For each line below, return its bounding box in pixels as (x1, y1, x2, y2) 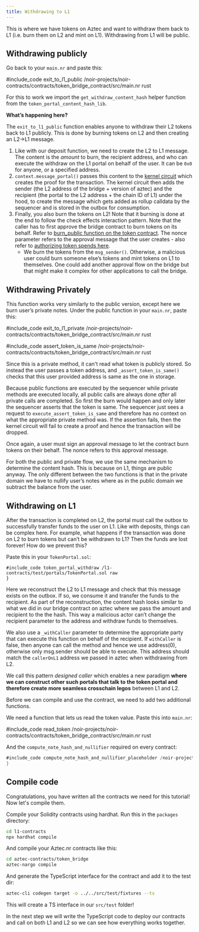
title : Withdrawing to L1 (6, 8, 70, 15)
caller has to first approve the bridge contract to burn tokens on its (14, 223, 178, 230)
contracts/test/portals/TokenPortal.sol (6, 570, 108, 576)
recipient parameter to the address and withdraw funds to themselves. (6, 617, 178, 625)
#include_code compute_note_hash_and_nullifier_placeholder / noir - (6, 755, 176, 761)
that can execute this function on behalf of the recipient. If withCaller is (6, 635, 182, 643)
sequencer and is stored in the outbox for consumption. (14, 204, 151, 211)
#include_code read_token (6, 725, 71, 733)
